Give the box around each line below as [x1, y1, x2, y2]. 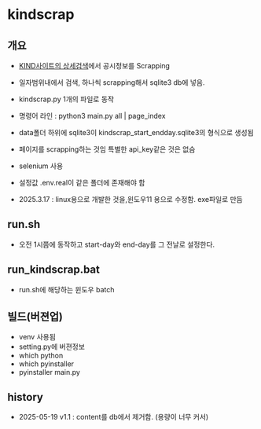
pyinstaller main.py [18, 368, 80, 377]
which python [18, 351, 64, 361]
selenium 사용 [18, 161, 64, 170]
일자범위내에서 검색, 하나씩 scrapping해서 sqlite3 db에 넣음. [18, 78, 205, 87]
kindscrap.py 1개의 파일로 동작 [18, 94, 115, 104]
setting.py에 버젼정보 [18, 342, 86, 351]
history [7, 390, 44, 404]
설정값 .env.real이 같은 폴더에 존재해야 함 [18, 178, 145, 187]
